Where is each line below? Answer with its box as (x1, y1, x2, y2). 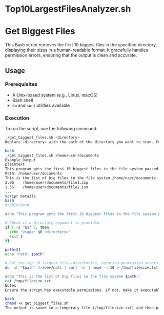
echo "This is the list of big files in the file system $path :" (5, 274, 141, 279)
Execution (5, 115, 30, 121)
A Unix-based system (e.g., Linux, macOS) (12, 92, 98, 98)
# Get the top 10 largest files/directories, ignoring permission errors (5, 261, 159, 266)
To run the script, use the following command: (5, 126, 98, 132)
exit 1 (9, 234, 23, 239)
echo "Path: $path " (5, 252, 45, 257)
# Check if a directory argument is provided (5, 220, 99, 225)
